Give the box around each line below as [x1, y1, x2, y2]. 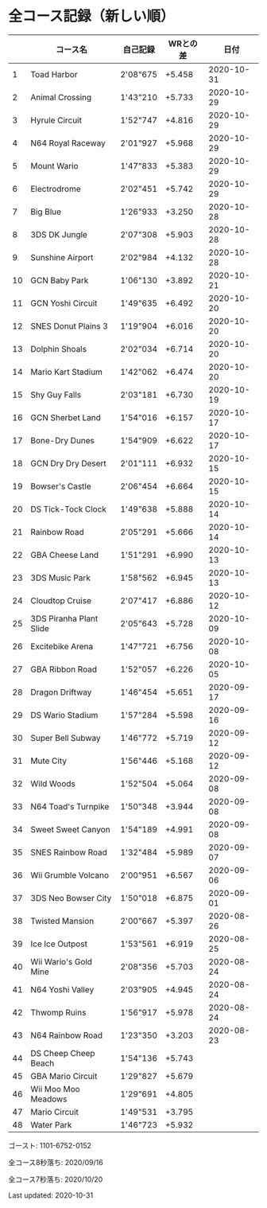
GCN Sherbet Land [30, 411, 101, 423]
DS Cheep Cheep [30, 1047, 95, 1058]
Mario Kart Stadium [30, 366, 103, 377]
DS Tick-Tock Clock [30, 503, 107, 514]
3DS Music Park [30, 572, 91, 583]
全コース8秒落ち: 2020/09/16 [8, 1157, 103, 1167]
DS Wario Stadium [30, 709, 99, 720]
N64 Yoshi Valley [30, 984, 95, 995]
